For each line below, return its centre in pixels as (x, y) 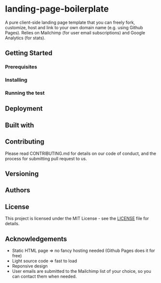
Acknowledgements (36, 239)
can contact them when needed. (44, 276)
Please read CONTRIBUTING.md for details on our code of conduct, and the (80, 153)
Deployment (24, 108)
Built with (20, 125)
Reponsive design (30, 266)
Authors (18, 190)
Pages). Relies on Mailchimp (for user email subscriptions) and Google (75, 33)
